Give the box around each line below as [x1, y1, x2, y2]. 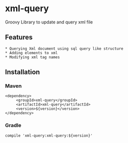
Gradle [5, 122, 21, 129]
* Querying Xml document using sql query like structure [5, 46, 124, 51]
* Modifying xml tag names [5, 55, 60, 60]
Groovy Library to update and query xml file [5, 19, 93, 25]
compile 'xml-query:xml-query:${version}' [5, 133, 93, 138]
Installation [5, 68, 40, 76]
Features [5, 33, 33, 41]
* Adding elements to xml [5, 50, 58, 55]
